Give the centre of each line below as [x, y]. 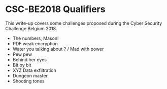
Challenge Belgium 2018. [31, 28]
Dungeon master [30, 75]
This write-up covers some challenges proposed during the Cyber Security [84, 23]
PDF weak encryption [35, 43]
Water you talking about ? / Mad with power [58, 49]
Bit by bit [22, 65]
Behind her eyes [30, 59]
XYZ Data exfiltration [35, 70]
